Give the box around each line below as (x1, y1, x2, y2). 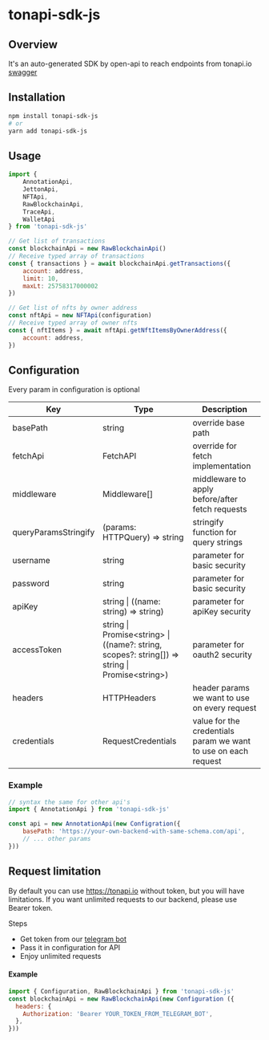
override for (192, 440, 238, 451)
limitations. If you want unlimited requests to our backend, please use (8, 894, 238, 904)
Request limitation (8, 865, 102, 879)
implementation (192, 460, 251, 471)
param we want (192, 736, 251, 747)
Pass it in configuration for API (19, 942, 121, 952)
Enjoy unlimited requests (19, 951, 102, 960)
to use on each (192, 745, 249, 757)
